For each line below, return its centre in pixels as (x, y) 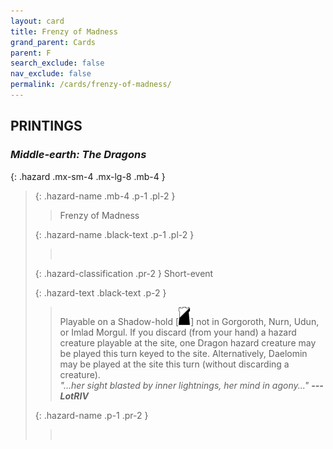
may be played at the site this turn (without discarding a (174, 364)
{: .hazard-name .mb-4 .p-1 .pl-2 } (105, 196)
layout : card (37, 21)
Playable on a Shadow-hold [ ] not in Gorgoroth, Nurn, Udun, (189, 321)
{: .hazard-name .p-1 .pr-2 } (91, 415)
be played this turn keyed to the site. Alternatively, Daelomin (183, 353)
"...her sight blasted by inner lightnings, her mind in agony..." (184, 385)
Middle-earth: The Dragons (78, 155)
